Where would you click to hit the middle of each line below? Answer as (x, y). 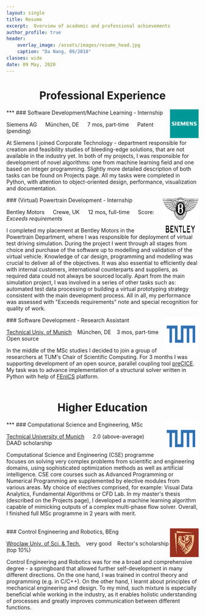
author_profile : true (34, 32)
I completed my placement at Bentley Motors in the (70, 230)
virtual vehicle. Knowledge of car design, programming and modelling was (100, 256)
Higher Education (103, 407)
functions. (19, 607)
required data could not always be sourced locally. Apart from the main (95, 276)
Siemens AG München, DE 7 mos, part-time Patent (80, 124)
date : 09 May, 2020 (31, 64)
